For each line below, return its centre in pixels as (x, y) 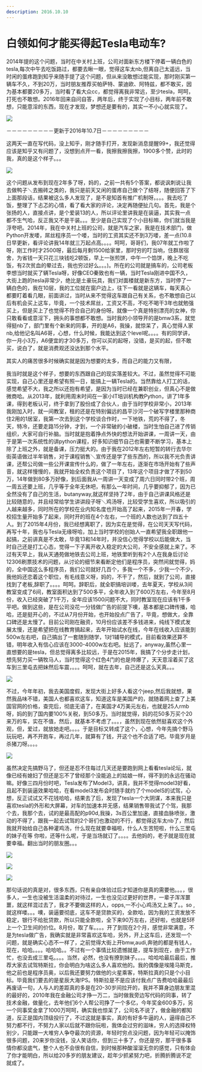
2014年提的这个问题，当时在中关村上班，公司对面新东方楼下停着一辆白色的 (99, 61)
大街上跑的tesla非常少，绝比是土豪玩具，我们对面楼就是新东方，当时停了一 (99, 280)
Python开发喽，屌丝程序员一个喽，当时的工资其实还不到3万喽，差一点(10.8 (99, 235)
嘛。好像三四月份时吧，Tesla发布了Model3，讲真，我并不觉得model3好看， (100, 782)
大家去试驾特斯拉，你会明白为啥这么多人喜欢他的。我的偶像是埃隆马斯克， (103, 965)
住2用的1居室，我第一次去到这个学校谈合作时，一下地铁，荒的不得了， (93, 418)
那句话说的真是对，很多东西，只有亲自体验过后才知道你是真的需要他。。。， (97, 890)
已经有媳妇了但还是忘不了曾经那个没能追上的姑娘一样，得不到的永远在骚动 (103, 775)
